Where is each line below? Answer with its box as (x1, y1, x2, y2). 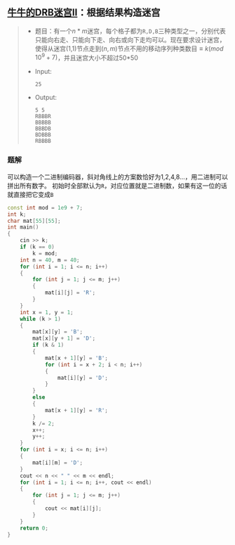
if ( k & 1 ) (32, 342, 65, 349)
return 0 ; (20, 525, 49, 532)
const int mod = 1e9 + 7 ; (7, 204, 83, 211)
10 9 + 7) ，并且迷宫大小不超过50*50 (34, 52, 138, 62)
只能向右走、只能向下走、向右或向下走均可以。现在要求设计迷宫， (34, 35, 226, 44)
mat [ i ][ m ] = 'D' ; (32, 459, 83, 466)
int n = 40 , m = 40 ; (20, 256, 80, 264)
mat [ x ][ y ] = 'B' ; (32, 328, 83, 335)
